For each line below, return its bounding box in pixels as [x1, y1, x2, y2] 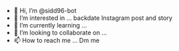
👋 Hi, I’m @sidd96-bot [13, 7, 77, 14]
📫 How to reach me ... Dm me [13, 37, 100, 44]
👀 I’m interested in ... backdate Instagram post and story [13, 14, 173, 22]
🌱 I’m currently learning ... [13, 21, 87, 29]
